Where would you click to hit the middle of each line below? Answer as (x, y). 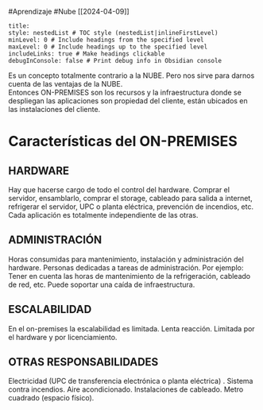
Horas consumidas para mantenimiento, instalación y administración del (126, 259)
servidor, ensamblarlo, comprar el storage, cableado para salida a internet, (130, 198)
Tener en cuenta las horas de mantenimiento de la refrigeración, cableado (130, 276)
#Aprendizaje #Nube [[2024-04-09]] (69, 12)
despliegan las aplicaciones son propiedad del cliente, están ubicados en (128, 101)
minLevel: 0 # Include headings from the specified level (106, 40)
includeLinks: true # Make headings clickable (87, 54)
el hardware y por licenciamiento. (63, 337)
